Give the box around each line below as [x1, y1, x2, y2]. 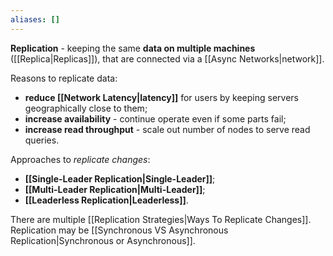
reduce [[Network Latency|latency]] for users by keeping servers [24, 91, 299, 103]
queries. [24, 134, 60, 146]
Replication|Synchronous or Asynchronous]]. [10, 234, 196, 246]
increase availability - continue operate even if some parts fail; [24, 112, 287, 125]
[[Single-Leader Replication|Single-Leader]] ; [24, 172, 216, 185]
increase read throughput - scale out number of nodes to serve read [24, 123, 311, 135]
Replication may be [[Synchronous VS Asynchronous [10, 224, 229, 236]
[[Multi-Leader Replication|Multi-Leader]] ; [24, 183, 206, 195]
